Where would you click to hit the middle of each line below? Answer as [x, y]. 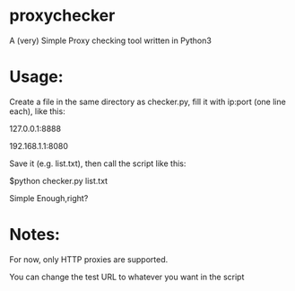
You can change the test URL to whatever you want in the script [127, 277]
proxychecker [62, 16]
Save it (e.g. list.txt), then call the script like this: [98, 163]
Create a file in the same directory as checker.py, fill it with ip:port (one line [148, 101]
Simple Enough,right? [49, 198]
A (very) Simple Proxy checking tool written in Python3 [111, 40]
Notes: [35, 235]
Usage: [37, 77]
